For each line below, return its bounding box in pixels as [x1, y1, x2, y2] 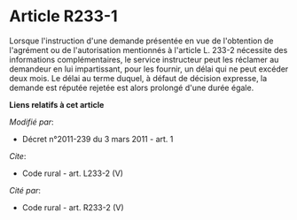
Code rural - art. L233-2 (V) [21, 168, 124, 178]
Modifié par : [9, 117, 55, 127]
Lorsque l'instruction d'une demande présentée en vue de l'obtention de [9, 35, 274, 46]
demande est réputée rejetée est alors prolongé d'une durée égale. [9, 82, 254, 93]
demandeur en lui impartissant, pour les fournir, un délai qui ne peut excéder [9, 64, 289, 74]
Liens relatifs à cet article [9, 99, 105, 110]
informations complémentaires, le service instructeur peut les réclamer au [9, 54, 279, 64]
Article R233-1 [9, 6, 118, 27]
